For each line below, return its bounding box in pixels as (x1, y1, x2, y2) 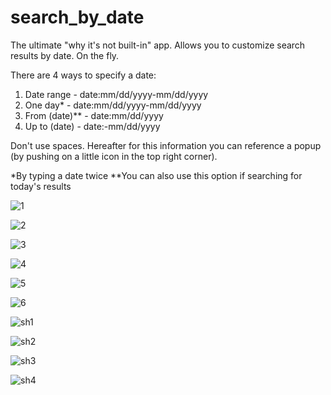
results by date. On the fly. (10, 49, 120, 61)
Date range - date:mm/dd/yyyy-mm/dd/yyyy (24, 88, 209, 100)
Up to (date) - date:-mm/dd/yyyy (24, 120, 161, 132)
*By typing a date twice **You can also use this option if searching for (10, 169, 303, 181)
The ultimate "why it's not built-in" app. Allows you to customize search (10, 39, 306, 51)
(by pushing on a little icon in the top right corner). (10, 150, 218, 162)
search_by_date (10, 6, 145, 29)
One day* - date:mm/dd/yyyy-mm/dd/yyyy (24, 99, 202, 111)
